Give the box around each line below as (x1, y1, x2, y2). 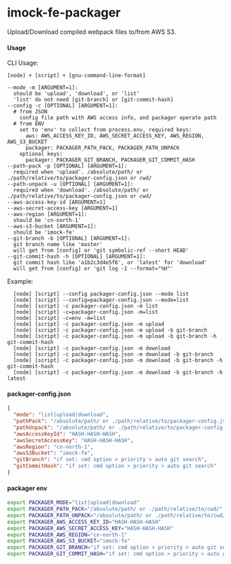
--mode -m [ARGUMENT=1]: (7, 84, 78, 91)
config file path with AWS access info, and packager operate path (19, 114, 217, 121)
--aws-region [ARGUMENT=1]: (7, 211, 88, 218)
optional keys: (19, 150, 63, 158)
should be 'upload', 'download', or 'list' (13, 90, 140, 97)
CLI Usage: (7, 59, 39, 67)
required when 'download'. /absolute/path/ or (13, 187, 149, 194)
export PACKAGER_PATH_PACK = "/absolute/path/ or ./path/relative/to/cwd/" (7, 505, 223, 513)
